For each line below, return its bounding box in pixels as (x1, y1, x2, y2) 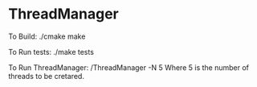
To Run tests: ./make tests (8, 47, 95, 56)
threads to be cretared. (8, 71, 84, 81)
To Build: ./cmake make (8, 31, 86, 41)
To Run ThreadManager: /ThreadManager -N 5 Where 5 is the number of (8, 62, 250, 72)
